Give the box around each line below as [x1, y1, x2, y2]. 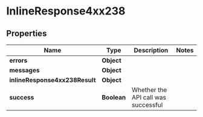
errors [9, 56, 28, 65]
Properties [6, 28, 47, 39]
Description [134, 46, 169, 54]
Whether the [132, 86, 167, 94]
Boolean [101, 93, 126, 101]
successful [132, 101, 163, 109]
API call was [132, 93, 166, 101]
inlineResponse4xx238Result [9, 76, 96, 84]
